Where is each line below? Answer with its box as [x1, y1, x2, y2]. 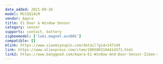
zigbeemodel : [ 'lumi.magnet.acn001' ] [5, 34, 81, 39]
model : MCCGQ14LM [5, 12, 40, 16]
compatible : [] [5, 38, 36, 43]
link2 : [5, 51, 18, 57]
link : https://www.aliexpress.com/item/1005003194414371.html [5, 47, 133, 52]
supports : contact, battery [5, 29, 62, 34]
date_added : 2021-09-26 [5, 7, 53, 12]
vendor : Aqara [5, 16, 34, 21]
